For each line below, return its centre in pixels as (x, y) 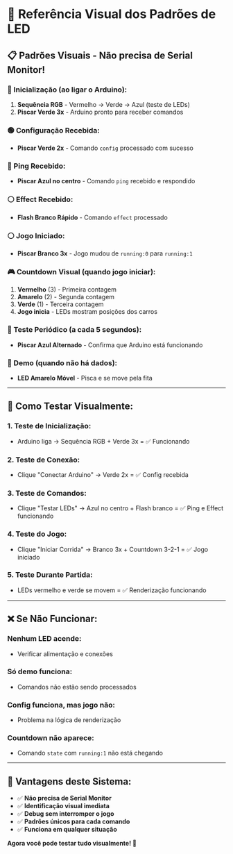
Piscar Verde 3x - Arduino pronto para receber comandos (100, 112)
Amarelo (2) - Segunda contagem (66, 297)
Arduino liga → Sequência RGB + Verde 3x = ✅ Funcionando (103, 441)
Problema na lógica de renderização (69, 720)
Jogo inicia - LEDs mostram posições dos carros (87, 312)
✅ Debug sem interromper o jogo (66, 814)
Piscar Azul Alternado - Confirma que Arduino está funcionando (110, 345)
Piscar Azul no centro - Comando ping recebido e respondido (106, 181)
